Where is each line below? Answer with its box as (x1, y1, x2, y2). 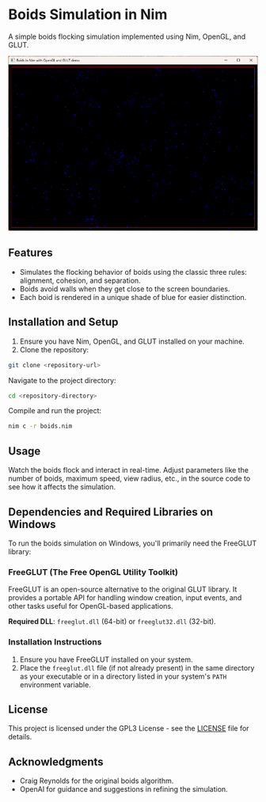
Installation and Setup (8, 315, 119, 329)
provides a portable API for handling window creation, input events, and (8, 593, 242, 602)
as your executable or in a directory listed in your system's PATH (19, 671, 227, 681)
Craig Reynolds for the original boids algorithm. (19, 776, 174, 785)
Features (8, 246, 53, 260)
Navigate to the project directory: (8, 375, 116, 385)
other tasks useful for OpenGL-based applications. (8, 602, 173, 611)
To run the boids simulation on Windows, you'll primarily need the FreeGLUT (8, 538, 257, 548)
